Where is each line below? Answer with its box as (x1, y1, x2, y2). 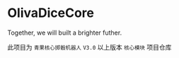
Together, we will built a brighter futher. (7, 28, 122, 37)
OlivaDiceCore (7, 5, 94, 21)
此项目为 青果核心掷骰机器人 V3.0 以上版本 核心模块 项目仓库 (7, 42, 172, 51)
